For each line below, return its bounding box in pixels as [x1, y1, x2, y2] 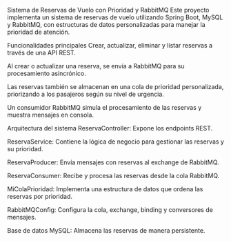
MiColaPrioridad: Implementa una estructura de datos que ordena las [7, 185, 203, 193]
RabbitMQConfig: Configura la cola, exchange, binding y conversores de [7, 206, 214, 213]
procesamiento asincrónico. [7, 69, 86, 77]
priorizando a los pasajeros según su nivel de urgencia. [7, 90, 164, 98]
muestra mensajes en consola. [7, 110, 94, 119]
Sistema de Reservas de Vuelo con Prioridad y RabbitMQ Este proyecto [7, 6, 210, 14]
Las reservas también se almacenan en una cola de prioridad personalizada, [7, 83, 224, 90]
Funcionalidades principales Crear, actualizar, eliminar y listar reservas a [7, 41, 212, 49]
